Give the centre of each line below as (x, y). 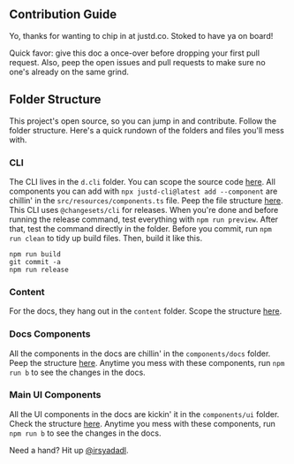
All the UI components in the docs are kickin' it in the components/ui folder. (144, 414)
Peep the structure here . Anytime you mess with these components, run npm (147, 362)
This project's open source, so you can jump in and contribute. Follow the (143, 121)
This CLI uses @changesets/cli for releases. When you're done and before (144, 209)
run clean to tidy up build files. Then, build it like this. (106, 238)
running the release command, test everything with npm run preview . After (144, 219)
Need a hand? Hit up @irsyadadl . (69, 450)
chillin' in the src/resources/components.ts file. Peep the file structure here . (147, 200)
